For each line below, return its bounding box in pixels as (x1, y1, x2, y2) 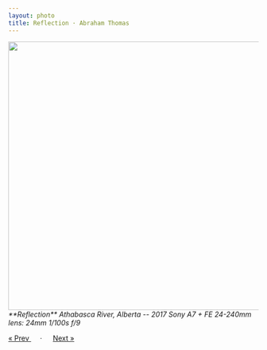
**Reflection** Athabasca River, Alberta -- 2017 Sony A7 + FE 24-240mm (8, 309, 252, 319)
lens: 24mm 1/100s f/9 (8, 317, 81, 327)
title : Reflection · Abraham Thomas (8, 19, 130, 27)
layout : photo (8, 11, 56, 20)
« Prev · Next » (8, 333, 75, 343)
